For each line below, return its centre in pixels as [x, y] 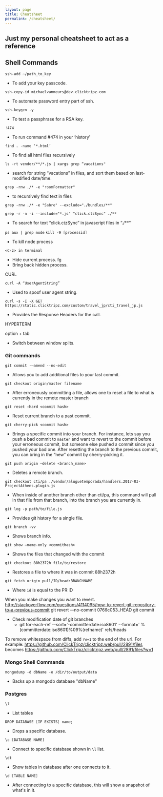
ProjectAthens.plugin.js [30, 486]
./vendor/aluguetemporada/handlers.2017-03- [94, 481]
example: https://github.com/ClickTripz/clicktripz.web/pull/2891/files [74, 644]
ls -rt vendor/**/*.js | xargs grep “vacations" [55, 164]
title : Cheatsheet [24, 14]
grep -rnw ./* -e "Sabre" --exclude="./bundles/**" [59, 205]
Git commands [23, 355]
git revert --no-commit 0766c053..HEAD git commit [102, 610]
